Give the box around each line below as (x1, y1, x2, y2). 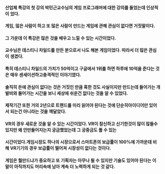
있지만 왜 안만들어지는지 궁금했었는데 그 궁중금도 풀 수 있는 (5, 127, 117, 133)
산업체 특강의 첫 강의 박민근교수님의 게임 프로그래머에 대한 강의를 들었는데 (5, 4, 145, 10)
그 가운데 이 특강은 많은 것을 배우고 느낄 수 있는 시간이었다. (5, 35, 116, 41)
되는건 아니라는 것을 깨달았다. (10, 108, 66, 114)
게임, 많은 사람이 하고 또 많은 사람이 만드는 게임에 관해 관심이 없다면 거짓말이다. (5, 23, 155, 29)
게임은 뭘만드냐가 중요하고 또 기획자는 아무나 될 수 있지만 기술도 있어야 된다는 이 (5, 157, 157, 163)
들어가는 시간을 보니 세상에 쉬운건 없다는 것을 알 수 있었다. (18, 90, 128, 96)
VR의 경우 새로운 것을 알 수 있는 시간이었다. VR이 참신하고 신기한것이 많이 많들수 (5, 121, 158, 127)
